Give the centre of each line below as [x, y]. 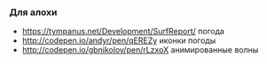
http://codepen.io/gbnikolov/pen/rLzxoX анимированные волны [140, 50]
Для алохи [33, 12]
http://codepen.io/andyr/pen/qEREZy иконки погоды [119, 40]
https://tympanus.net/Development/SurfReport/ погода [123, 32]
